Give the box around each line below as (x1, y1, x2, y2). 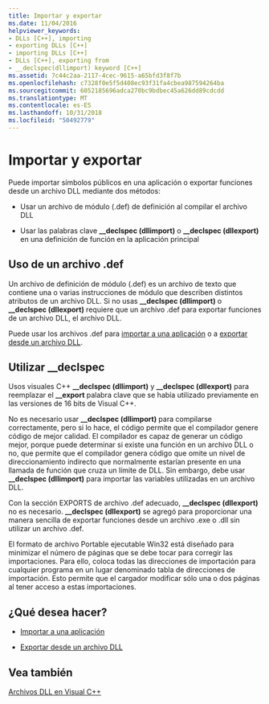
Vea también (8, 665, 73, 679)
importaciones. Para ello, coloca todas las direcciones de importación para (8, 556, 256, 567)
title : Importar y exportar (8, 11, 103, 20)
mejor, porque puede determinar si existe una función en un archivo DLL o (8, 440, 255, 450)
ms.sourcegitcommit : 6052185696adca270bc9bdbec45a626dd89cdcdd (8, 86, 225, 95)
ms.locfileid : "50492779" (8, 117, 95, 125)
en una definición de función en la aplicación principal (19, 234, 199, 244)
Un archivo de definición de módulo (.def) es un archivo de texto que (8, 279, 237, 289)
